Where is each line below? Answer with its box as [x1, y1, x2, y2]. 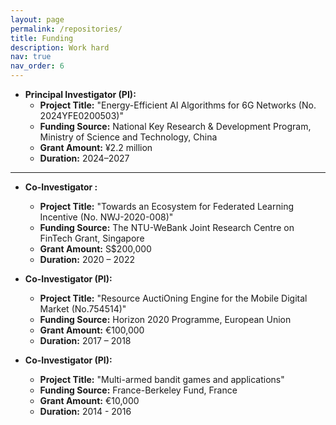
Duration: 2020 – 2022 [39, 254, 135, 265]
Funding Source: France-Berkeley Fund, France [39, 384, 238, 396]
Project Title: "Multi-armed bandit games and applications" [39, 374, 285, 385]
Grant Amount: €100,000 [39, 324, 145, 336]
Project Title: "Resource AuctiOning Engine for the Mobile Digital [39, 292, 308, 304]
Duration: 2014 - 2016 [39, 406, 132, 417]
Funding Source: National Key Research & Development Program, [39, 121, 312, 132]
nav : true [10, 52, 52, 62]
